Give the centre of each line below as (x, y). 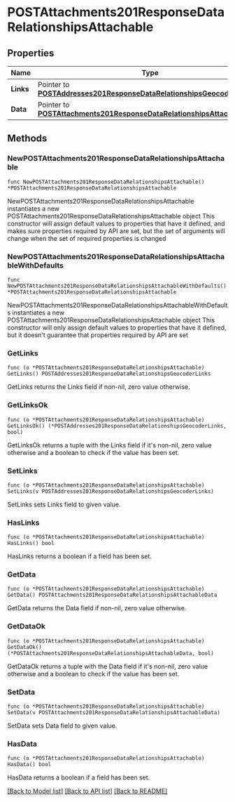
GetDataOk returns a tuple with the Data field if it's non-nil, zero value (108, 666)
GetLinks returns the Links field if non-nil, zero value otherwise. (99, 387)
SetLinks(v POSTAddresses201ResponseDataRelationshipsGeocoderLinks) (111, 491)
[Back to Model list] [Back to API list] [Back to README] (87, 791)
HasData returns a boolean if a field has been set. (79, 777)
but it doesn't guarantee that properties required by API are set (98, 335)
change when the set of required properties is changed (87, 238)
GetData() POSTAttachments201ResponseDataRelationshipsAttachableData (112, 595)
